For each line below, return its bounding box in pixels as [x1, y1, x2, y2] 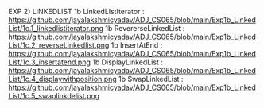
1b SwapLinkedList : [118, 75, 184, 83]
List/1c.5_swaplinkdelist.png [8, 91, 100, 100]
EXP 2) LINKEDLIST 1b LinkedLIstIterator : [8, 7, 145, 16]
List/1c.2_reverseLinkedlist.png [8, 40, 110, 50]
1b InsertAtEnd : [111, 40, 163, 50]
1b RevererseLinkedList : [105, 24, 185, 33]
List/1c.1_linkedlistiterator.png [8, 24, 104, 33]
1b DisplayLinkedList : [92, 57, 163, 67]
